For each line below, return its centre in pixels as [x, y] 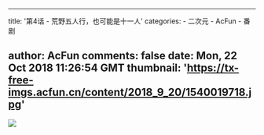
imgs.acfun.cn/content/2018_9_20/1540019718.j [130, 92]
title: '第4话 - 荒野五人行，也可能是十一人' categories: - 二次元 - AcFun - [125, 21]
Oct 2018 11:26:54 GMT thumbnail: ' [97, 68]
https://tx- [213, 68]
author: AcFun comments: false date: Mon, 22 [123, 56]
